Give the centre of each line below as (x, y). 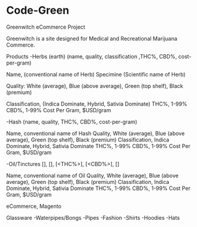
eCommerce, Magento (34, 206)
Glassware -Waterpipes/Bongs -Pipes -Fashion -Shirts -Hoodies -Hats (93, 217)
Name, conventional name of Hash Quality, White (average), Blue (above (96, 133)
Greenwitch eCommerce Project (46, 27)
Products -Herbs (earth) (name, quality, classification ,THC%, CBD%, (92, 56)
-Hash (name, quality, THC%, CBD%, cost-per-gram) (72, 122)
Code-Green (38, 10)
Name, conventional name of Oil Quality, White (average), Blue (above (92, 175)
